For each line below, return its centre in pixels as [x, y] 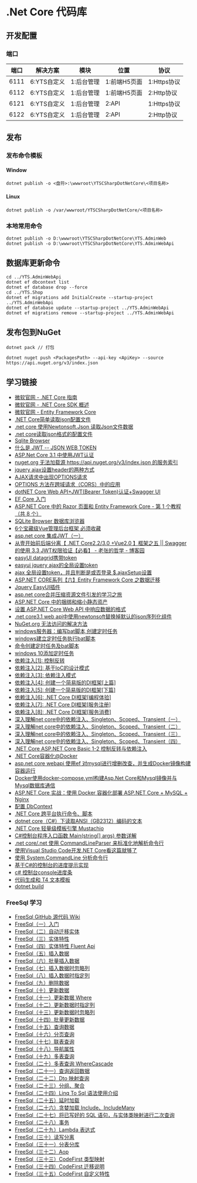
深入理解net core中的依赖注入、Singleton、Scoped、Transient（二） [98, 727]
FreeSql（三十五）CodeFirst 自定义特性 [62, 1174]
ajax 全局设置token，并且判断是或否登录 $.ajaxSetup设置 [83, 573]
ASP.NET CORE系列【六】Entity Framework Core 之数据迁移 [87, 580]
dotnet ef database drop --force [47, 287]
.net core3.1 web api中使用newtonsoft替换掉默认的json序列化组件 [93, 617]
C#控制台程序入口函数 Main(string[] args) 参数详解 [75, 836]
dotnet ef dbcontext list [38, 282]
